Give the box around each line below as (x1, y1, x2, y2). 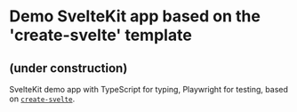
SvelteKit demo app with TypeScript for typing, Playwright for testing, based (9, 84, 289, 94)
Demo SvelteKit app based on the (9, 6, 261, 27)
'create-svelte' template (9, 25, 193, 45)
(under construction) (9, 60, 128, 76)
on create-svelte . (9, 93, 76, 104)
